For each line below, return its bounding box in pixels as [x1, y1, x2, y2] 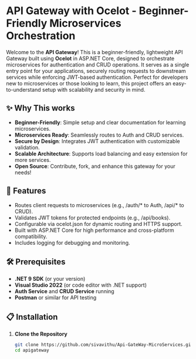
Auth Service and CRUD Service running [14, 288, 114, 295]
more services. [14, 156, 51, 163]
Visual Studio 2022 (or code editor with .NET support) [14, 281, 147, 289]
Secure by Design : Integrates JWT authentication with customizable [14, 137, 180, 145]
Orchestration [6, 29, 76, 42]
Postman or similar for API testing [14, 294, 97, 301]
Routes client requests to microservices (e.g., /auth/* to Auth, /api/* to [14, 201, 184, 208]
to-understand [6, 86, 41, 93]
